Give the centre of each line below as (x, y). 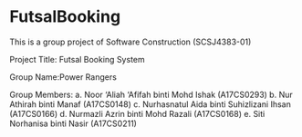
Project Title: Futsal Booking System (77, 59)
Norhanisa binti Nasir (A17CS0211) (73, 123)
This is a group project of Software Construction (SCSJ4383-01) (130, 42)
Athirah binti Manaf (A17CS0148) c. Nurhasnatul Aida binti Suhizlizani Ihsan (151, 104)
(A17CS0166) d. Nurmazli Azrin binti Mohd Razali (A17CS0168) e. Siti (137, 113)
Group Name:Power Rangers (63, 77)
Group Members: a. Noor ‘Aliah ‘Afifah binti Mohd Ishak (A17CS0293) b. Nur (151, 94)
